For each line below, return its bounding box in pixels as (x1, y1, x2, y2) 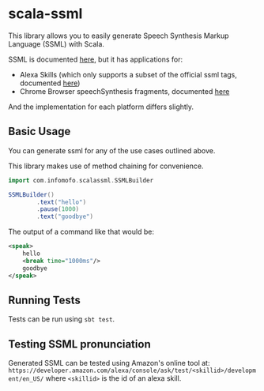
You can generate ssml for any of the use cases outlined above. (8, 145, 216, 155)
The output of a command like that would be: (8, 227, 154, 237)
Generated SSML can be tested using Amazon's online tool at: (8, 359, 210, 368)
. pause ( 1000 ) (36, 205, 80, 213)
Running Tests (8, 293, 81, 306)
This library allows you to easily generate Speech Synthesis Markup (8, 31, 229, 40)
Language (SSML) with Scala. (8, 39, 105, 48)
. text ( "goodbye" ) (36, 212, 93, 221)
